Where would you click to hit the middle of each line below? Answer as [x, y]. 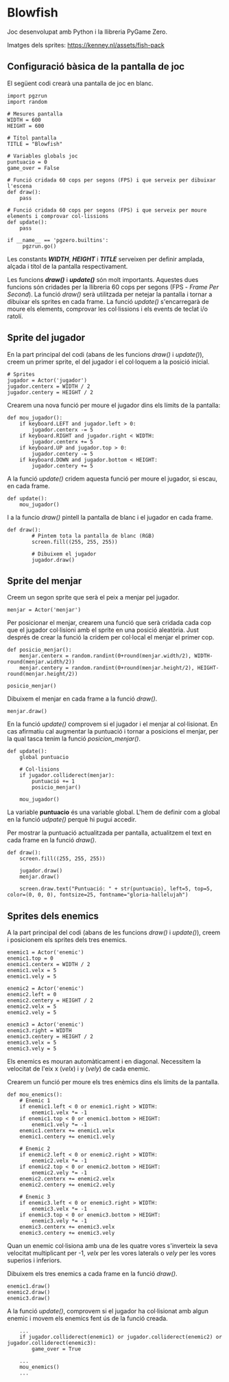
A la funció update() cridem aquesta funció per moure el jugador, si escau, [112, 479]
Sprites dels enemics [53, 916]
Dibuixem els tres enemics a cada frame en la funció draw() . [92, 1274]
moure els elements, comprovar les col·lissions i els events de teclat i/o [107, 309]
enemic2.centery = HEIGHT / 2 [50, 1001]
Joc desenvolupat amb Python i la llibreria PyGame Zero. [87, 32]
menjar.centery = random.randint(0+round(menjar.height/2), [107, 668]
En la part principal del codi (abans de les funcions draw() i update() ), [106, 354]
